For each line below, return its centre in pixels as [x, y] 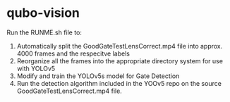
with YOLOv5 [36, 68]
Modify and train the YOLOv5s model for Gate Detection [98, 76]
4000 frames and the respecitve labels [73, 53]
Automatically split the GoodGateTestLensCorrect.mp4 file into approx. [120, 46]
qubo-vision [43, 13]
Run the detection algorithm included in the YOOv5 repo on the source [119, 83]
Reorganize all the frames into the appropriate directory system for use [120, 60]
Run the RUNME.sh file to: [44, 32]
